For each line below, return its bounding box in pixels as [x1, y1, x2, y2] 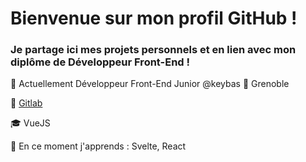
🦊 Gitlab [10, 97, 43, 109]
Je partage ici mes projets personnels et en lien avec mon [10, 43, 297, 57]
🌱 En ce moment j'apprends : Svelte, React [10, 140, 187, 152]
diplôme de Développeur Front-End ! [10, 55, 191, 69]
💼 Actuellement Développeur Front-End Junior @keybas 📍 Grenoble [10, 78, 290, 90]
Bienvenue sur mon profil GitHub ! [10, 7, 298, 30]
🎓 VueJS [10, 117, 51, 129]
